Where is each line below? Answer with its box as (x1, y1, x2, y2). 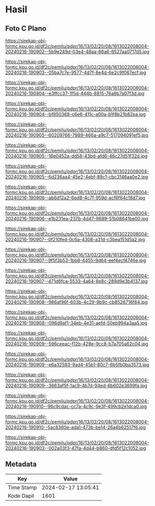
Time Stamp (8, 484, 37, 491)
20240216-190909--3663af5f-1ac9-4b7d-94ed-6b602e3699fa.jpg (5, 383, 147, 388)
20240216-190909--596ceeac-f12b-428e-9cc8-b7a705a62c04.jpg (5, 341, 148, 347)
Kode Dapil (8, 492, 34, 499)
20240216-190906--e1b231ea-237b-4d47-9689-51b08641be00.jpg (5, 216, 148, 221)
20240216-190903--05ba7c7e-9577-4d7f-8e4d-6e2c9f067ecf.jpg (5, 69, 147, 76)
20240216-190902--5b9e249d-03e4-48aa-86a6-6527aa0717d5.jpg (5, 49, 150, 54)
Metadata (5, 460, 37, 468)
